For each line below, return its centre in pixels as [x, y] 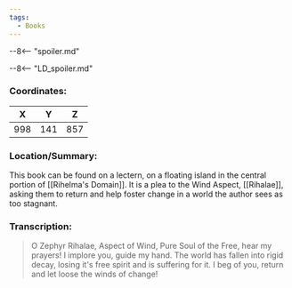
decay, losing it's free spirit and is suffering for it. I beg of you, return [157, 265]
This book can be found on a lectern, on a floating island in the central [138, 175]
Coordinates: [38, 92]
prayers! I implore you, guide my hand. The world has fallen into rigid [157, 255]
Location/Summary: [53, 156]
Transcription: [41, 227]
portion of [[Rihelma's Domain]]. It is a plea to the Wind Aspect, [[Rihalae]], [146, 185]
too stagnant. [33, 204]
